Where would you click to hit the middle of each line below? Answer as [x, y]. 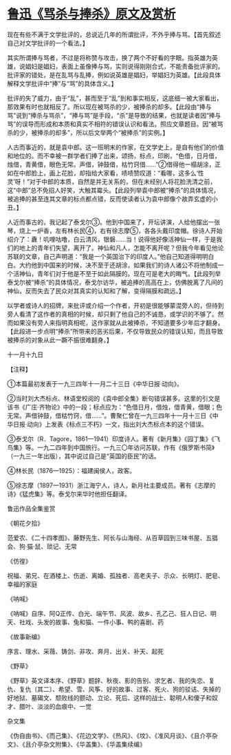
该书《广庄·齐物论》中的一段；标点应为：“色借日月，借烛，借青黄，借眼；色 [115, 407]
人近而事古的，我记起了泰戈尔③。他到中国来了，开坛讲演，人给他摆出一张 [114, 222]
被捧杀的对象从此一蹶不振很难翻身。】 [60, 340]
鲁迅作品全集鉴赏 [31, 508]
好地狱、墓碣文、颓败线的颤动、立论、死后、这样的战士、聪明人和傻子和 [109, 698]
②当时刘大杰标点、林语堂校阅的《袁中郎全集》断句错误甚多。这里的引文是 [114, 398]
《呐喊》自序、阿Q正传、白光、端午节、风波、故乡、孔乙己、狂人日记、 [109, 613]
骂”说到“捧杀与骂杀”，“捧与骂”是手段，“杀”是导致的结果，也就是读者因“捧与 [114, 115]
